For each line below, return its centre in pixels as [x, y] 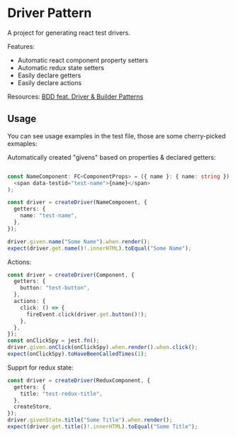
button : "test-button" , [55, 288]
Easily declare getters [49, 75]
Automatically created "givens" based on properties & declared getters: [112, 157]
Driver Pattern [50, 13]
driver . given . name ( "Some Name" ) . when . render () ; [79, 242]
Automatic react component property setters [83, 60]
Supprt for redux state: [40, 367]
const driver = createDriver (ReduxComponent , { [79, 380]
